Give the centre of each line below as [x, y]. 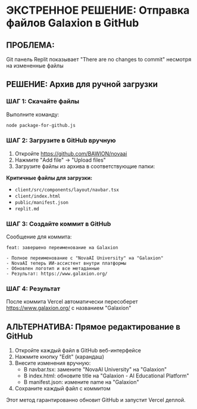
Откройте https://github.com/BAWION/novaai [71, 153]
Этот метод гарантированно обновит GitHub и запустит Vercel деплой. [96, 400]
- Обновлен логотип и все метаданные [53, 269]
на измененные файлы [35, 66]
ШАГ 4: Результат [33, 289]
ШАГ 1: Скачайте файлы [43, 101]
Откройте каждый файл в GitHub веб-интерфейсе [78, 351]
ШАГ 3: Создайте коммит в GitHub [59, 224]
